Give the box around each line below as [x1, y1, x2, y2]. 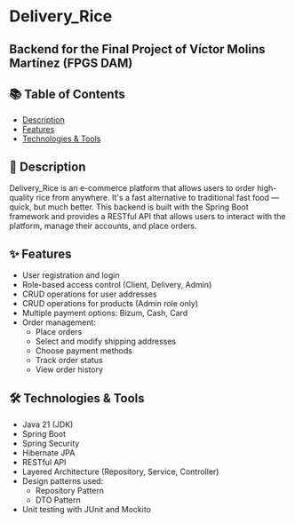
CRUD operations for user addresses [21, 289, 157, 299]
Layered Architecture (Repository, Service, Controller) [21, 466, 219, 477]
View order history [35, 364, 104, 375]
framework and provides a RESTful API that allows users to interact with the [9, 211, 286, 222]
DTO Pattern [35, 495, 82, 505]
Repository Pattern [35, 485, 105, 495]
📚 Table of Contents [9, 86, 126, 101]
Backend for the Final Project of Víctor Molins [9, 42, 266, 57]
